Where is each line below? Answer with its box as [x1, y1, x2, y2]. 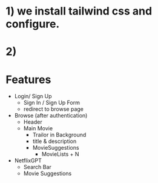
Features [5, 73, 51, 86]
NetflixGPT [14, 157, 42, 164]
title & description [32, 138, 77, 145]
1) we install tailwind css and [5, 4, 153, 18]
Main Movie [23, 125, 53, 132]
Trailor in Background [32, 131, 87, 139]
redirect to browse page [23, 105, 84, 113]
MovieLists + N [41, 150, 79, 158]
